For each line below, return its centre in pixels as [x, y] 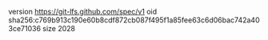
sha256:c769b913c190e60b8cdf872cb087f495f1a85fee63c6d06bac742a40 [134, 20]
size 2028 [59, 28]
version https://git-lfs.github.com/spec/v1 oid [83, 12]
